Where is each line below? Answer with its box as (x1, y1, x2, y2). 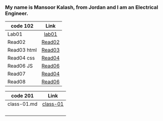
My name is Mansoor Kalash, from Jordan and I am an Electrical (5, 4, 159, 11)
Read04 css (7, 55, 35, 61)
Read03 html (7, 47, 37, 54)
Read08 (7, 79, 26, 85)
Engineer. (5, 10, 28, 17)
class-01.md (7, 101, 38, 107)
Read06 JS (7, 62, 33, 69)
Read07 (7, 70, 26, 77)
